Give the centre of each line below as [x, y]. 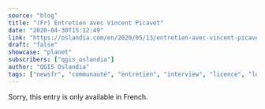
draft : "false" [33, 45]
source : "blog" [33, 15]
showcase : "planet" [40, 52]
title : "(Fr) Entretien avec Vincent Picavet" [86, 23]
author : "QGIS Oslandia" [49, 67]
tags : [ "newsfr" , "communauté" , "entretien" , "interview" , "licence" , [127, 74]
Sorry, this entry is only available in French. [78, 96]
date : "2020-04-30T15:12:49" [56, 30]
